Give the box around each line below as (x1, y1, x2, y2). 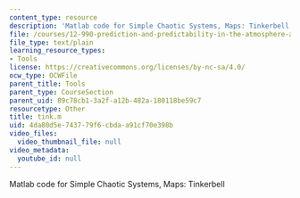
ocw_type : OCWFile (9, 71, 78, 80)
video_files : (9, 129, 58, 138)
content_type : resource (9, 12, 98, 22)
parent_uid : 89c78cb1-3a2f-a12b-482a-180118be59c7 (9, 95, 202, 105)
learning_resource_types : (9, 46, 105, 55)
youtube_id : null (17, 153, 82, 163)
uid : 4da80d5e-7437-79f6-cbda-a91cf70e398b (9, 121, 174, 130)
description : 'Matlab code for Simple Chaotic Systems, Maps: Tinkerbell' (9, 21, 294, 30)
